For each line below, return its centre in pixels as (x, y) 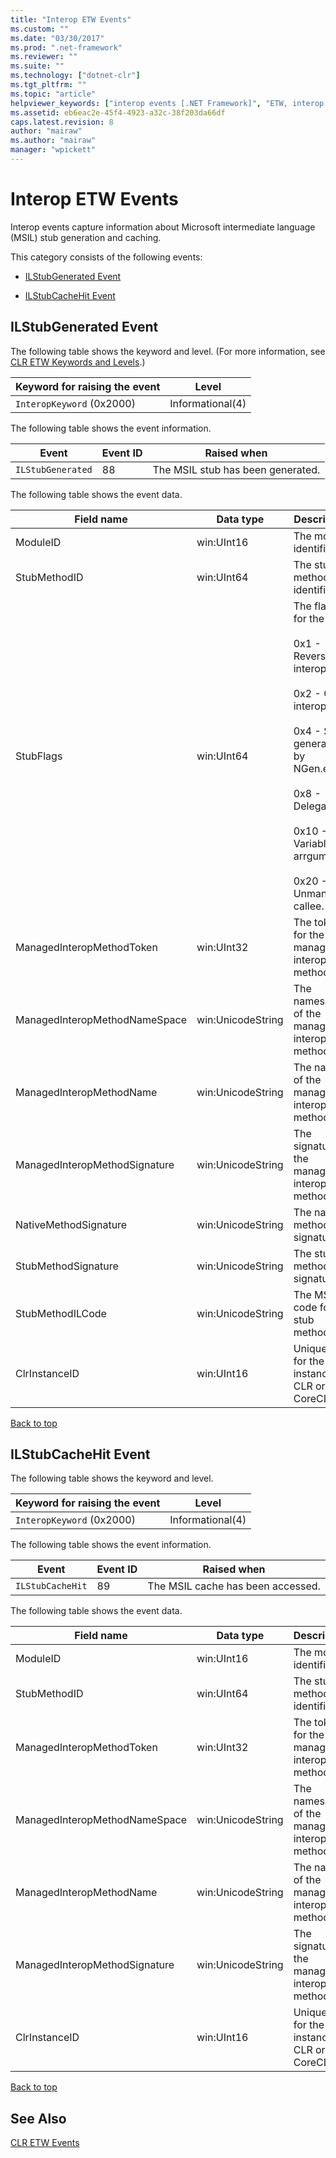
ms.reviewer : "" (44, 57)
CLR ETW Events (45, 2143)
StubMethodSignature (67, 1266)
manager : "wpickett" (53, 150)
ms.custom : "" (40, 29)
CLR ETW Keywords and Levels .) (78, 362)
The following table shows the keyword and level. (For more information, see (168, 351)
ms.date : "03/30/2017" (57, 38)
